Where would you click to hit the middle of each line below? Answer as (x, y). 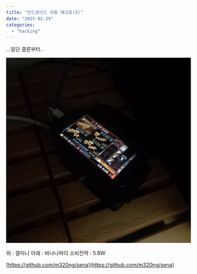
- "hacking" (26, 31)
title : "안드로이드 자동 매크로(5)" (45, 12)
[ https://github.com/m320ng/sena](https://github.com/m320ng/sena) (90, 265)
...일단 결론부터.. (25, 49)
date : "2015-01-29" (30, 19)
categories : (21, 25)
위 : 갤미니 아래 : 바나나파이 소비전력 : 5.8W (56, 253)
